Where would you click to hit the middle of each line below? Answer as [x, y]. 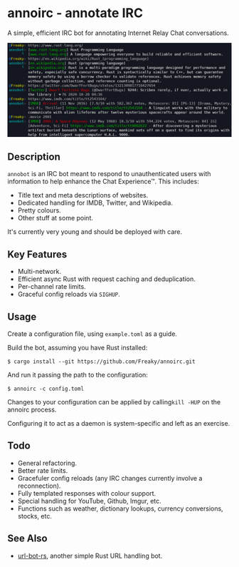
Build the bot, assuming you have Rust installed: [78, 348]
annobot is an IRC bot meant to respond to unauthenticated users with [109, 174]
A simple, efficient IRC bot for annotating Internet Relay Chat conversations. [118, 33]
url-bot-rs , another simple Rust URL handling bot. [90, 556]
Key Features [37, 254]
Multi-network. [39, 272]
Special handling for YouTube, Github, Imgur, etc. [89, 501]
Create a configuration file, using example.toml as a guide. [92, 334]
